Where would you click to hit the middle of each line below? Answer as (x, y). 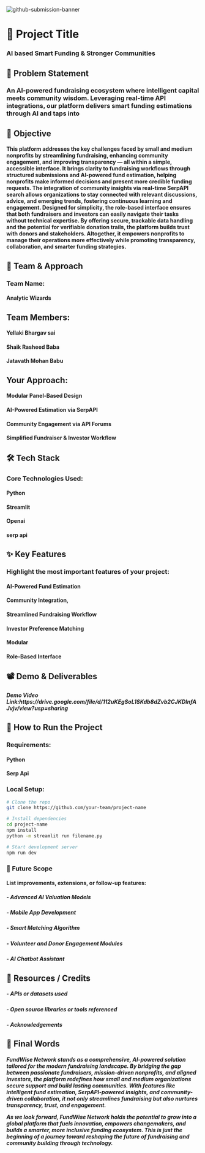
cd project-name (27, 824)
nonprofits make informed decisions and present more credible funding (99, 181)
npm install (21, 831)
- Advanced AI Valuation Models (49, 897)
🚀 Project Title (43, 34)
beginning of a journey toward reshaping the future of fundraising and (98, 1136)
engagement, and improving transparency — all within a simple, (89, 162)
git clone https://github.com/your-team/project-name (76, 808)
